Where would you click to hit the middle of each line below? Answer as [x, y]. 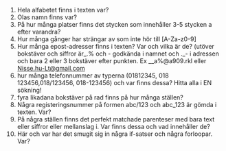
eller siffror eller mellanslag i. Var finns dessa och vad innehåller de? [114, 127]
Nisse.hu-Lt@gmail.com [51, 68]
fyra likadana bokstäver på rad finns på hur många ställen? [100, 97]
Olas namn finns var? [47, 17]
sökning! [29, 90]
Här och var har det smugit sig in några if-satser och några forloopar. [115, 134]
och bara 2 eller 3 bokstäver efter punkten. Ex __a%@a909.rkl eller [112, 61]
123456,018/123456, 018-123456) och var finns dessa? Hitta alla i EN [114, 83]
